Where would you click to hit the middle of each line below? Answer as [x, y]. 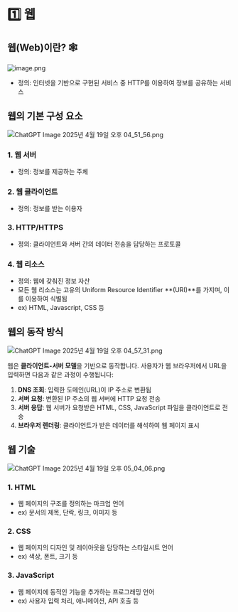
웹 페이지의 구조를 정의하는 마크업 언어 [71, 503]
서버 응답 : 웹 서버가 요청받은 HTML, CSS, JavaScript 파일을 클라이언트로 [119, 407]
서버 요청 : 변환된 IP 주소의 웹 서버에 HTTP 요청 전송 [89, 398]
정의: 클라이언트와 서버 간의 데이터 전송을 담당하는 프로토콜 [99, 244]
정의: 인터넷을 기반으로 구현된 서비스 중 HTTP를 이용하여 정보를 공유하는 [118, 83]
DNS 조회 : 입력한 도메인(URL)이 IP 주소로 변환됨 [85, 390]
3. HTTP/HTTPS [36, 227]
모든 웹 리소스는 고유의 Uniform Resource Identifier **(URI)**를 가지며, [120, 290]
